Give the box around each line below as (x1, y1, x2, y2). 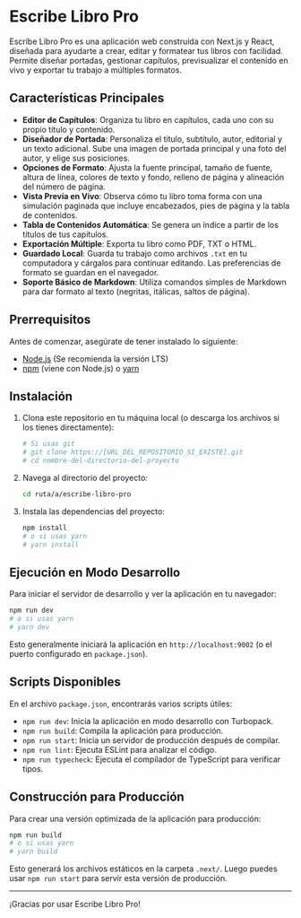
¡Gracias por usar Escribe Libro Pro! (9, 899, 142, 910)
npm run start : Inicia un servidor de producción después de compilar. (21, 734, 280, 746)
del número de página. (21, 181, 106, 192)
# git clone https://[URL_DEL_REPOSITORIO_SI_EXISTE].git (21, 448, 244, 457)
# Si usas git (21, 440, 75, 449)
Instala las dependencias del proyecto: (21, 505, 166, 517)
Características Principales (9, 91, 165, 106)
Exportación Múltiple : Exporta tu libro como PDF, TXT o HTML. (21, 238, 257, 249)
